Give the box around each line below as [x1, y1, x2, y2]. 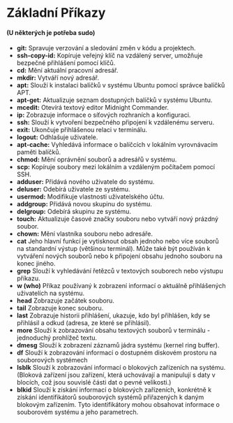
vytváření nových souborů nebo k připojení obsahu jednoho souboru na [16, 252, 223, 260]
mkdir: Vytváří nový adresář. [16, 73, 99, 82]
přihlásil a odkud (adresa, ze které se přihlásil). [16, 319, 151, 327]
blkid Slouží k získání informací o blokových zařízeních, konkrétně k [16, 386, 212, 394]
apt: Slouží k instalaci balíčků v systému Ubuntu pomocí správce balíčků [16, 81, 225, 89]
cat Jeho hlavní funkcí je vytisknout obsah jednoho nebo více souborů [16, 237, 219, 245]
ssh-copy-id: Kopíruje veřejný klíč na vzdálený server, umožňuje [16, 51, 203, 60]
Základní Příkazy [6, 5, 106, 21]
